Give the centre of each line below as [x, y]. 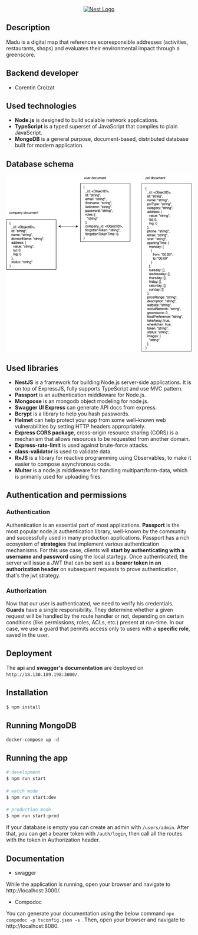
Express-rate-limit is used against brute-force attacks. [82, 445]
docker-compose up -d [33, 740]
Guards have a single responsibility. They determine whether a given [90, 610]
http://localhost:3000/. [33, 890]
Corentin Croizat [34, 87]
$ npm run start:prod [33, 816]
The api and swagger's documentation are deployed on [75, 668]
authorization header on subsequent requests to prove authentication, [92, 569]
